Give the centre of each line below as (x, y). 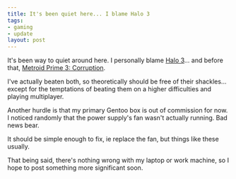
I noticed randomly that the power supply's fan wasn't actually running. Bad (117, 118)
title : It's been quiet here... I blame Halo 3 (79, 14)
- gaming (20, 27)
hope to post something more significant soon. (75, 168)
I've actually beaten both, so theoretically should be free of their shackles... (117, 81)
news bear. (24, 125)
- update (20, 34)
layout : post (26, 40)
